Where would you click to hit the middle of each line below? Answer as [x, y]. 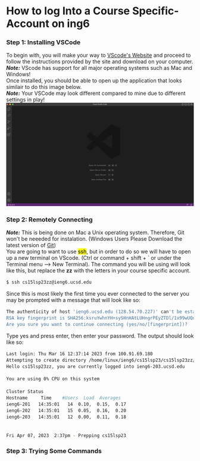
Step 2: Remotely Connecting [50, 220]
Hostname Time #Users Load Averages [63, 398]
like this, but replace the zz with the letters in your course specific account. [99, 271]
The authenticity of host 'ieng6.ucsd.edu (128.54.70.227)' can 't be [94, 312]
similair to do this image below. [44, 87]
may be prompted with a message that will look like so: [74, 300]
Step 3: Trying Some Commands [54, 451]
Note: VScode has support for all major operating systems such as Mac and [99, 68]
